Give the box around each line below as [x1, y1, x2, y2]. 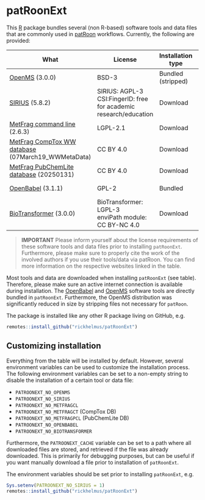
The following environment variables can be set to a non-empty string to [6, 370, 189, 377]
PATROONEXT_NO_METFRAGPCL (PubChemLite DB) [15, 414, 129, 422]
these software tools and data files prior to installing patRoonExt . [21, 243, 182, 250]
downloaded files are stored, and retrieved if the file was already [6, 446, 169, 453]
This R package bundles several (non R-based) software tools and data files [6, 24, 197, 31]
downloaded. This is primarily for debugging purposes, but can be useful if [6, 452, 195, 459]
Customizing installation [6, 340, 102, 351]
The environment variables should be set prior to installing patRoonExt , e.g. [6, 470, 194, 477]
